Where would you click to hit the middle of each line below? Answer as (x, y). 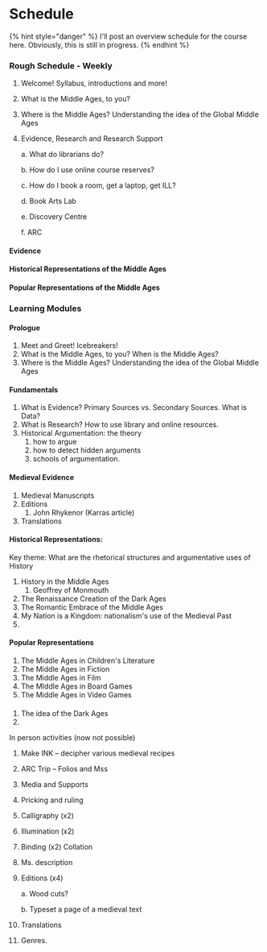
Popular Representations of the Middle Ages (84, 288)
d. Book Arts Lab (49, 201)
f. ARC (31, 232)
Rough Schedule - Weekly (61, 65)
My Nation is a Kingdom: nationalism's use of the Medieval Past (126, 615)
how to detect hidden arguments (87, 450)
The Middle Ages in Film (61, 677)
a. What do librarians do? (62, 155)
